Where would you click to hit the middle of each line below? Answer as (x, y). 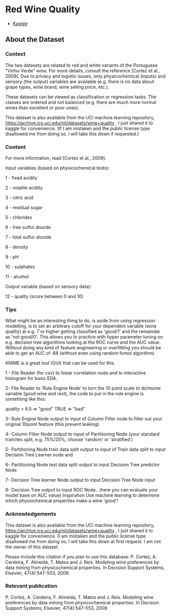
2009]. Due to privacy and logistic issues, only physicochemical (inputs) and (85, 76)
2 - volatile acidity (24, 188)
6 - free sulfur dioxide (28, 227)
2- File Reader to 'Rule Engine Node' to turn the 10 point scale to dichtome (83, 388)
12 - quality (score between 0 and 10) (45, 296)
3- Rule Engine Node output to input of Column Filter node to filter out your (84, 419)
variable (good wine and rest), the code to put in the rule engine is (75, 394)
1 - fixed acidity (21, 177)
